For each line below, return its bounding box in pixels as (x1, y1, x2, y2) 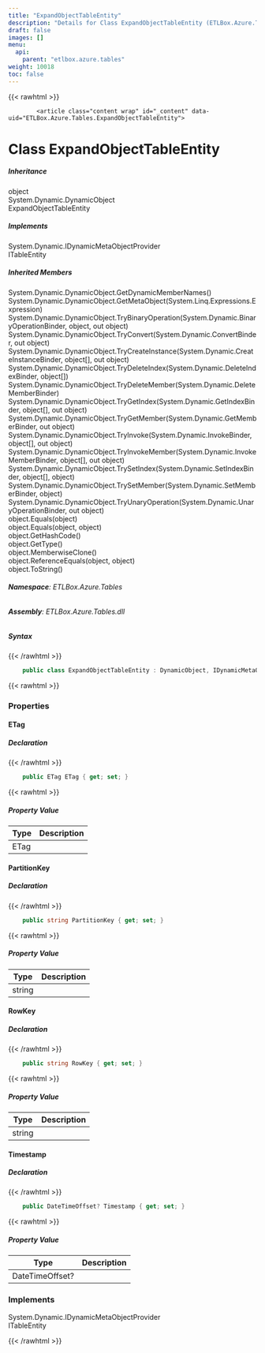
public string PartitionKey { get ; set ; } (22, 916, 164, 924)
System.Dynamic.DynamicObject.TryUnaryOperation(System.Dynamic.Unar (8, 497, 255, 506)
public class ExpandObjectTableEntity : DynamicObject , (22, 666, 211, 675)
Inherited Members (8, 267, 73, 277)
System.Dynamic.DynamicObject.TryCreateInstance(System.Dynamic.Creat (8, 346, 254, 356)
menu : (8, 41, 26, 49)
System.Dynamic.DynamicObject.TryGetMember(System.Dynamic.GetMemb (8, 413, 257, 423)
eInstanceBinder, (8, 354, 63, 364)
